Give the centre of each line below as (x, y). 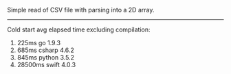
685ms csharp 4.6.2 (45, 50)
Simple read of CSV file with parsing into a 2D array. (81, 10)
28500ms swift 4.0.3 (46, 65)
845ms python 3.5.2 (45, 57)
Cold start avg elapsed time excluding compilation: (79, 29)
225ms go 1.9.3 (38, 43)
